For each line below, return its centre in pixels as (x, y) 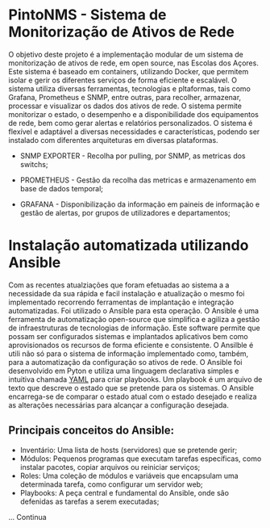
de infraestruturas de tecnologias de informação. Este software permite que (134, 328)
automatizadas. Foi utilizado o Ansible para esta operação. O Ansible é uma (134, 310)
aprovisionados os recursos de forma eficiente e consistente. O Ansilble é (131, 345)
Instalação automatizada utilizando (129, 246)
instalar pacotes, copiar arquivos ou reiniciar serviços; (110, 467)
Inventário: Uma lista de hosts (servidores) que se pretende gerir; (129, 450)
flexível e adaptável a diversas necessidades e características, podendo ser (134, 132)
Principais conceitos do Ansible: (91, 431)
